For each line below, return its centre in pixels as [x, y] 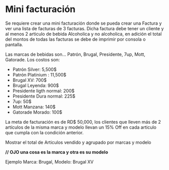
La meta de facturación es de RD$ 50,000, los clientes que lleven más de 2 [83, 122]
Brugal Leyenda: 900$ [36, 85]
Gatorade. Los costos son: [33, 59]
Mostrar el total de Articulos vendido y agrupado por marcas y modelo [78, 142]
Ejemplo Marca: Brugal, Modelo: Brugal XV [49, 161]
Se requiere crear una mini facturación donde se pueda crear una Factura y [83, 23]
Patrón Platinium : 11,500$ [39, 74]
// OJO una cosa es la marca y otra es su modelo [57, 152]
